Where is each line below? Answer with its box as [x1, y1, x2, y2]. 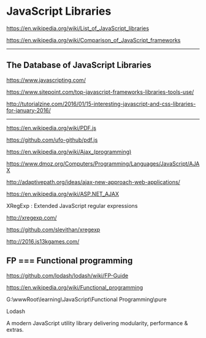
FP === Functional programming [6, 256, 133, 266]
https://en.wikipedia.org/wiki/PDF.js [6, 124, 97, 131]
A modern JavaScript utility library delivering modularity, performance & [6, 319, 188, 326]
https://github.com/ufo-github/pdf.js [6, 136, 98, 144]
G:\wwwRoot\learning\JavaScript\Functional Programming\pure [6, 296, 167, 303]
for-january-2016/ [6, 106, 51, 114]
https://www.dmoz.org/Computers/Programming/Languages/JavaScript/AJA [6, 159, 200, 167]
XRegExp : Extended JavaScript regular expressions [6, 202, 138, 209]
